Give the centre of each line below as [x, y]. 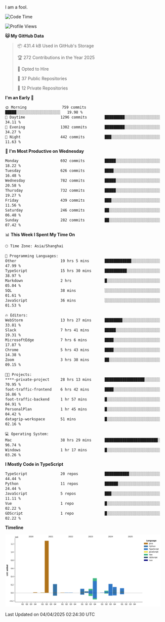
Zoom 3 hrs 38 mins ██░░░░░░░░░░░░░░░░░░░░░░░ [83, 360]
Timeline [14, 528]
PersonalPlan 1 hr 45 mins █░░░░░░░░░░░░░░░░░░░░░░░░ [83, 409]
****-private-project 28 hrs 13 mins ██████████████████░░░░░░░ [83, 380]
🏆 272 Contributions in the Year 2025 [56, 57]
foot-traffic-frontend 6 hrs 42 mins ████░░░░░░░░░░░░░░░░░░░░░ [83, 390]
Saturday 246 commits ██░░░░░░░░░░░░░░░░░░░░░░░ [83, 210]
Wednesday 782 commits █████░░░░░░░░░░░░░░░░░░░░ [83, 180]
